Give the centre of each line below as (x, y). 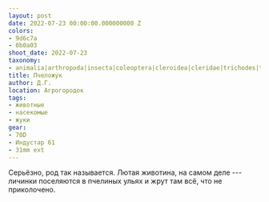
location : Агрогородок (46, 90)
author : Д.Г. (30, 83)
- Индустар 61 (32, 142)
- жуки (19, 120)
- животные (26, 105)
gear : (17, 127)
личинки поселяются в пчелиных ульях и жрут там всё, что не (115, 181)
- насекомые (28, 113)
